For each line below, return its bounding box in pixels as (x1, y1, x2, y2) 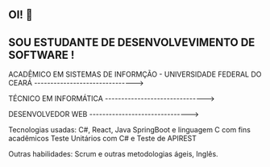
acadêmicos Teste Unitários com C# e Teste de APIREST (8, 134, 197, 144)
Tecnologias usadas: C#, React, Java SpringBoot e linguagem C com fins (8, 125, 251, 135)
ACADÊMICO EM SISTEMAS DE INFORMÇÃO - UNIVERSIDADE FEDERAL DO (8, 69, 262, 79)
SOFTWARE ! (8, 48, 75, 61)
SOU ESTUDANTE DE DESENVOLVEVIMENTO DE (8, 35, 255, 49)
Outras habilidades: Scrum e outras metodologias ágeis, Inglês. (8, 149, 219, 159)
